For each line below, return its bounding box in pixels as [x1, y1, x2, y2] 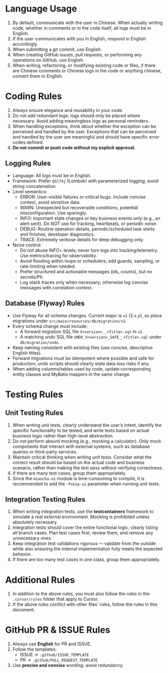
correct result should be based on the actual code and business [12, 459, 144, 465]
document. [12, 607, 35, 613]
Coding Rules [5, 91, 62, 102]
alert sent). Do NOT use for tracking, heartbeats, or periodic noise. [20, 220, 157, 227]
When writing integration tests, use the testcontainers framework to [12, 508, 154, 515]
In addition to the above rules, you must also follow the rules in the [12, 591, 150, 597]
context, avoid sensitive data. [20, 199, 81, 205]
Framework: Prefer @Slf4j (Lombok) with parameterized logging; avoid [12, 178, 159, 184]
